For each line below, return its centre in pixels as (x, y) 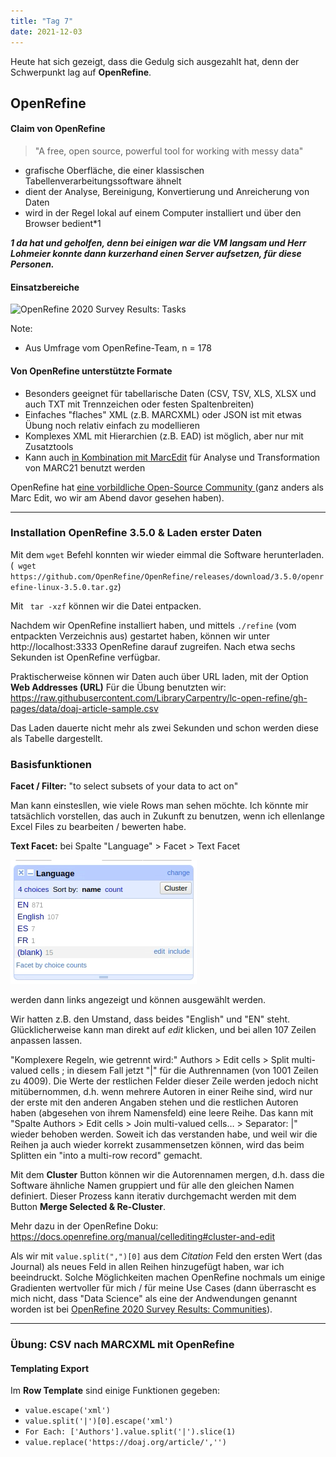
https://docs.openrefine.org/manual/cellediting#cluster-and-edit (143, 1237)
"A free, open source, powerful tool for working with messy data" (169, 151)
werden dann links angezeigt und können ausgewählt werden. (138, 1000)
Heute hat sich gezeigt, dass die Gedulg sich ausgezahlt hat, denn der (155, 61)
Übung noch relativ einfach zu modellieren (112, 425)
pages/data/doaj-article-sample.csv (84, 708)
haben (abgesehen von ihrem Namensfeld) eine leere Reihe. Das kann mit (162, 1113)
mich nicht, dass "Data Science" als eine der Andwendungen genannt (154, 1299)
